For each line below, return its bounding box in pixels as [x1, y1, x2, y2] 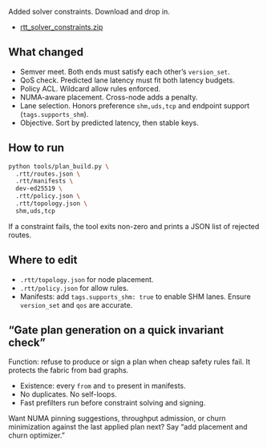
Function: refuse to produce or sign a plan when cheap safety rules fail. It [8, 357, 251, 367]
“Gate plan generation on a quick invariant [8, 323, 225, 337]
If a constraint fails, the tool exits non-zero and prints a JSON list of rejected [8, 221, 260, 231]
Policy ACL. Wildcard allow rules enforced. [19, 83, 161, 93]
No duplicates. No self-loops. [19, 389, 118, 399]
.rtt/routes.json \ [15, 170, 81, 178]
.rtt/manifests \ [15, 177, 74, 185]
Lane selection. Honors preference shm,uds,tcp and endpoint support [19, 100, 250, 111]
